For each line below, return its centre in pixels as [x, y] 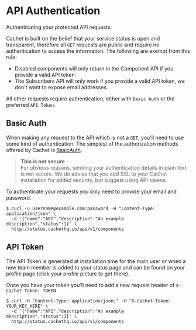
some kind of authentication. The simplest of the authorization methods [92, 144]
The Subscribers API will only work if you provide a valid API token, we [100, 81]
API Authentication [53, 11]
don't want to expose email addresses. [61, 87]
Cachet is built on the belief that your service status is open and [83, 38]
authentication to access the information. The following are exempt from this [98, 50]
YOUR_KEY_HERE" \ [27, 306]
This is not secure [43, 161]
